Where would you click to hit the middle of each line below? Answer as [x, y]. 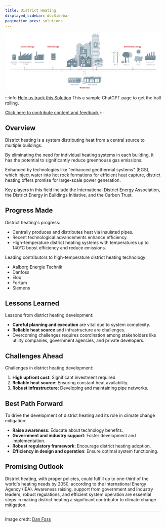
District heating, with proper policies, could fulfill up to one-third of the [77, 479]
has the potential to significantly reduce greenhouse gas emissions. [74, 160]
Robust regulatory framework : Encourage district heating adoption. [82, 446]
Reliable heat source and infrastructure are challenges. [69, 330]
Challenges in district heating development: [49, 368]
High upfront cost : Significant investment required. [64, 377]
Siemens [21, 288]
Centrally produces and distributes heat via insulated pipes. [73, 232]
